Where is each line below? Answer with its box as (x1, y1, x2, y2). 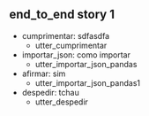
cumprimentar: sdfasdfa (21, 30, 110, 41)
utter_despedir (34, 97, 88, 107)
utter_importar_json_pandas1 (34, 77, 141, 88)
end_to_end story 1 (9, 7, 115, 22)
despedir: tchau (21, 87, 79, 97)
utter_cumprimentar (34, 40, 108, 50)
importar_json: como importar (21, 49, 130, 60)
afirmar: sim (21, 68, 66, 79)
